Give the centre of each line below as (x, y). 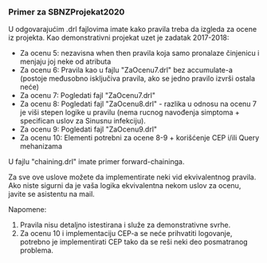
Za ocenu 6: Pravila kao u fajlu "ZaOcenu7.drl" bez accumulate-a (126, 70)
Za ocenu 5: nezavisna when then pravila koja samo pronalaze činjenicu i (139, 53)
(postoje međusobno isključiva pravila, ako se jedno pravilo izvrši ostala (137, 79)
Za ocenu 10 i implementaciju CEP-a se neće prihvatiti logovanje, (126, 234)
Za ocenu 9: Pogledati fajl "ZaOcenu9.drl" (88, 129)
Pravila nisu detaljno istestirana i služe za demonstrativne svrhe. (125, 225)
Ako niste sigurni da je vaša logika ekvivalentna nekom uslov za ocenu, (125, 186)
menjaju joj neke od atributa (65, 61)
